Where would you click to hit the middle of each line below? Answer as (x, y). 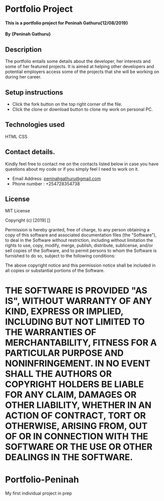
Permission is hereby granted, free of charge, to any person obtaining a (77, 230)
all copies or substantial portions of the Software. (55, 271)
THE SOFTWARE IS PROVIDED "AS (76, 290)
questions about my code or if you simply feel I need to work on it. (72, 169)
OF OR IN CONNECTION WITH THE (77, 436)
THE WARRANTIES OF (51, 332)
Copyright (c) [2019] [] (28, 220)
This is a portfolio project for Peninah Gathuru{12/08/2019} (67, 23)
